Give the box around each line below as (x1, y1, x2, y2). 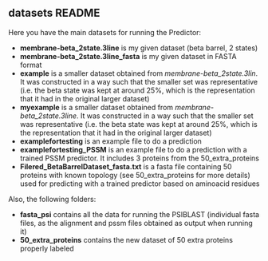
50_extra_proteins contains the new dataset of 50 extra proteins (19, 235, 234, 244)
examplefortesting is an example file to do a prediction (19, 136, 202, 146)
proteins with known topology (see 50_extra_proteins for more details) (19, 170, 251, 180)
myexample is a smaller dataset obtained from (19, 102, 174, 112)
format (19, 60, 42, 69)
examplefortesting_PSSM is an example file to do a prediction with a (19, 144, 247, 154)
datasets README (8, 6, 100, 20)
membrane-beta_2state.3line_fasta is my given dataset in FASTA (19, 51, 237, 61)
